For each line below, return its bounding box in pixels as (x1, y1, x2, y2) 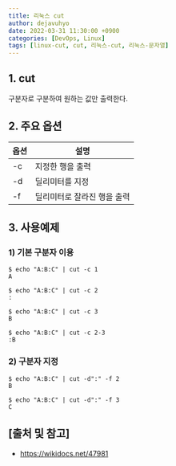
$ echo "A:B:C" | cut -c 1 (8, 266, 98, 274)
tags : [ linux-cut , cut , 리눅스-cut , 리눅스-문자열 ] (8, 42, 170, 50)
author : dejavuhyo (8, 19, 70, 27)
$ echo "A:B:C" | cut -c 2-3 (8, 329, 106, 337)
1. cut (8, 72, 36, 85)
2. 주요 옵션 (8, 120, 62, 133)
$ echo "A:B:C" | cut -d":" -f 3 (8, 395, 120, 404)
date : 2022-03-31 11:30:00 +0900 (8, 27, 120, 35)
